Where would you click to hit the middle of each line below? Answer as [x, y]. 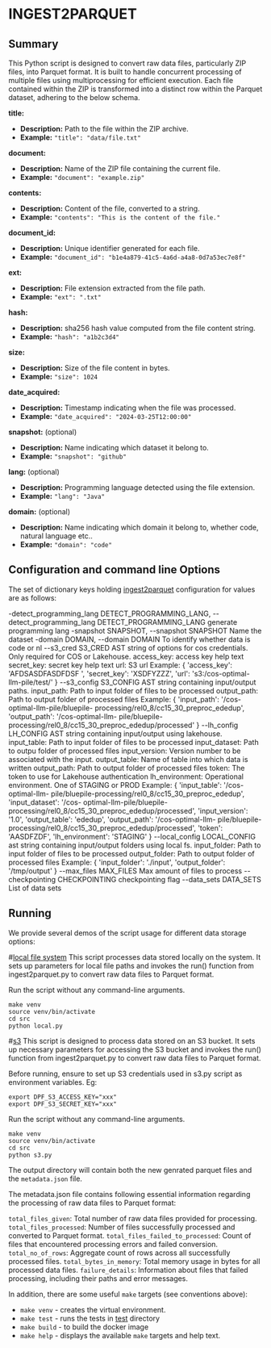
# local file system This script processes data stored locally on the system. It [135, 957]
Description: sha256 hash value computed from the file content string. [138, 328]
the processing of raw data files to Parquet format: [92, 1203]
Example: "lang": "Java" [63, 496]
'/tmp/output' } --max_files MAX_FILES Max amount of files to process [125, 871]
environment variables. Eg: [53, 1082]
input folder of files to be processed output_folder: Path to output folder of [132, 853]
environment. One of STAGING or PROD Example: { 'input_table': [115, 785]
